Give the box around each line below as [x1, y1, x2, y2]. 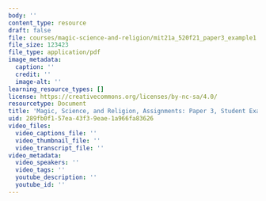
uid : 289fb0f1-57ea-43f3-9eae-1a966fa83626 [8, 115, 154, 123]
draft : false [8, 26, 51, 34]
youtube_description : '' [15, 173, 97, 182]
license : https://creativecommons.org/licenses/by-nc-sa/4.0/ [8, 93, 218, 100]
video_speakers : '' [15, 159, 80, 167]
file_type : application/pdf [8, 48, 101, 56]
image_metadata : [8, 56, 62, 64]
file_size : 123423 [8, 41, 69, 49]
